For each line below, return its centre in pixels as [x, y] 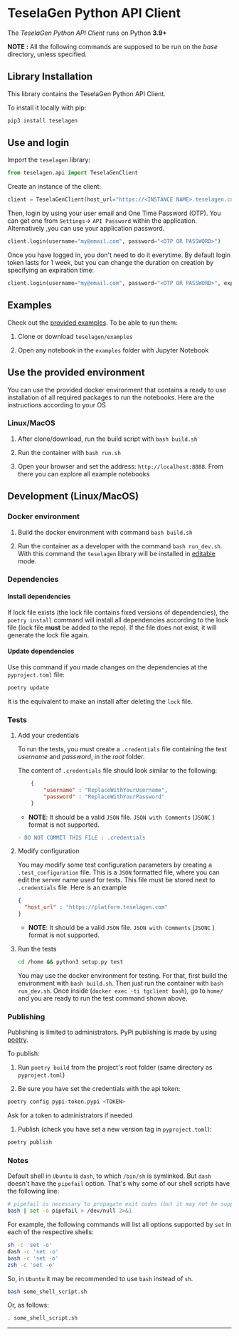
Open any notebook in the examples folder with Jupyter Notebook [113, 350]
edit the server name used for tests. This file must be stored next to [116, 880]
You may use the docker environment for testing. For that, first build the [122, 975]
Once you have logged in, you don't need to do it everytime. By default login [119, 255]
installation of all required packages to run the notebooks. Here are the [111, 397]
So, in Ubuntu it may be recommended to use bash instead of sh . [100, 1278]
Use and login [38, 143]
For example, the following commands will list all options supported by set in [119, 1225]
